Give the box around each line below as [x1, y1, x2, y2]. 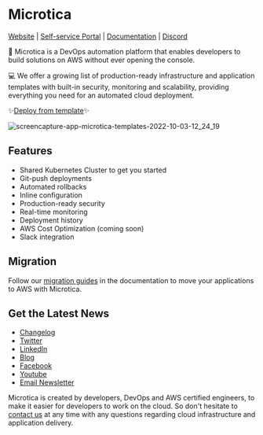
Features [8, 144, 53, 158]
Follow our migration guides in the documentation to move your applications [8, 275, 254, 285]
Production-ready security [19, 198, 106, 208]
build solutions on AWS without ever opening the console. [8, 55, 195, 65]
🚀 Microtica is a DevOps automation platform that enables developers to [8, 46, 241, 56]
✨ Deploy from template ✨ [8, 105, 90, 115]
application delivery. [8, 418, 74, 428]
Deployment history [19, 215, 84, 225]
